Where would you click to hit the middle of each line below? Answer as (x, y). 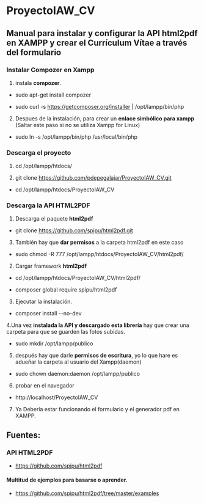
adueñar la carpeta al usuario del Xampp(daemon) (78, 362)
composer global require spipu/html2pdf (66, 290)
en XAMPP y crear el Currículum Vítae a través (97, 42)
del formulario (34, 52)
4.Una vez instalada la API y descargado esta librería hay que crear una (98, 325)
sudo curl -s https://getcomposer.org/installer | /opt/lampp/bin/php (100, 106)
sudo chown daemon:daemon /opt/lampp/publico (78, 374)
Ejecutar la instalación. (43, 302)
